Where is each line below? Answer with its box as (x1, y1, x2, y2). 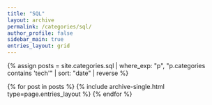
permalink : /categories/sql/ (7, 23, 92, 30)
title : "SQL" (7, 10, 45, 17)
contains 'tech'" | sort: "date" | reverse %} (7, 69, 129, 77)
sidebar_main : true (7, 36, 64, 43)
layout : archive (7, 17, 54, 24)
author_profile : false (7, 29, 73, 37)
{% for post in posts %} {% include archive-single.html (7, 83, 165, 90)
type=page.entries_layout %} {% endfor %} (7, 90, 132, 98)
